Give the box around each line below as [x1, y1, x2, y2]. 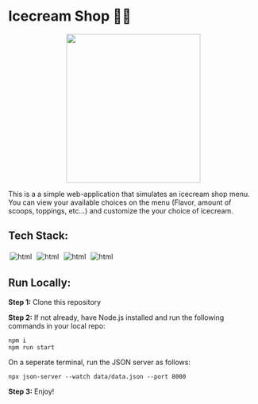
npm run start [8, 343, 56, 352]
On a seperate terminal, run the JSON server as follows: [8, 357, 191, 367]
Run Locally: [8, 276, 71, 290]
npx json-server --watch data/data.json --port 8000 [8, 372, 187, 380]
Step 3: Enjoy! [8, 387, 55, 396]
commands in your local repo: [8, 321, 106, 330]
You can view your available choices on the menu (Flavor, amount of [8, 198, 232, 207]
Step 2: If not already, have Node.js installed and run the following [8, 313, 225, 322]
